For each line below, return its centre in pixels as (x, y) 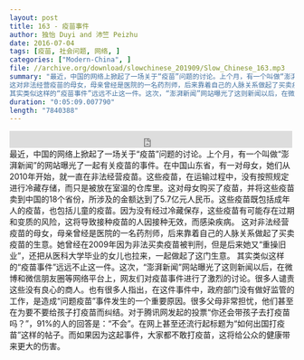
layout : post (34, 18)
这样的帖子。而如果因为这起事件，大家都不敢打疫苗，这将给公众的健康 (152, 335)
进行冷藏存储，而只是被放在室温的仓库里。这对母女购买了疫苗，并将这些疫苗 (152, 188)
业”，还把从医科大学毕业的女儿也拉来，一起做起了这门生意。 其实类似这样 (147, 256)
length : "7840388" (44, 110)
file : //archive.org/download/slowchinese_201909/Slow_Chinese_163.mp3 (147, 69)
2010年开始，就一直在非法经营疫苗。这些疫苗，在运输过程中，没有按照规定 (149, 176)
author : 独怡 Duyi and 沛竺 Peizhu (74, 34)
